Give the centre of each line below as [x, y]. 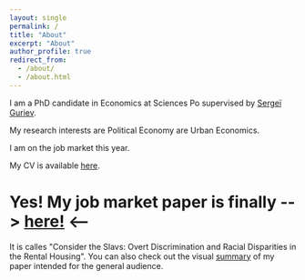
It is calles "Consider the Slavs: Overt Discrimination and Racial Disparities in [153, 246]
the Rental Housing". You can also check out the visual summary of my [142, 256]
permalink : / [34, 26]
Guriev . [23, 112]
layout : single [38, 18]
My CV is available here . [55, 165]
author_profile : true [51, 52]
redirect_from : [38, 60]
